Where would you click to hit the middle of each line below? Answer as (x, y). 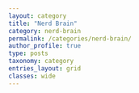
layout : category (38, 16)
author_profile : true (45, 46)
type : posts (28, 53)
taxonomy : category (41, 61)
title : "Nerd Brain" (43, 23)
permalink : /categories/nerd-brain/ (70, 38)
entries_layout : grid (45, 69)
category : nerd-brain (45, 31)
